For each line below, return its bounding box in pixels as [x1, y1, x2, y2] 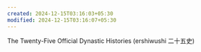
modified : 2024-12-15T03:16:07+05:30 [7, 17, 117, 24]
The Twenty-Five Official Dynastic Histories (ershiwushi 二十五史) [7, 36, 195, 45]
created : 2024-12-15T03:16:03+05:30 [7, 10, 113, 17]
